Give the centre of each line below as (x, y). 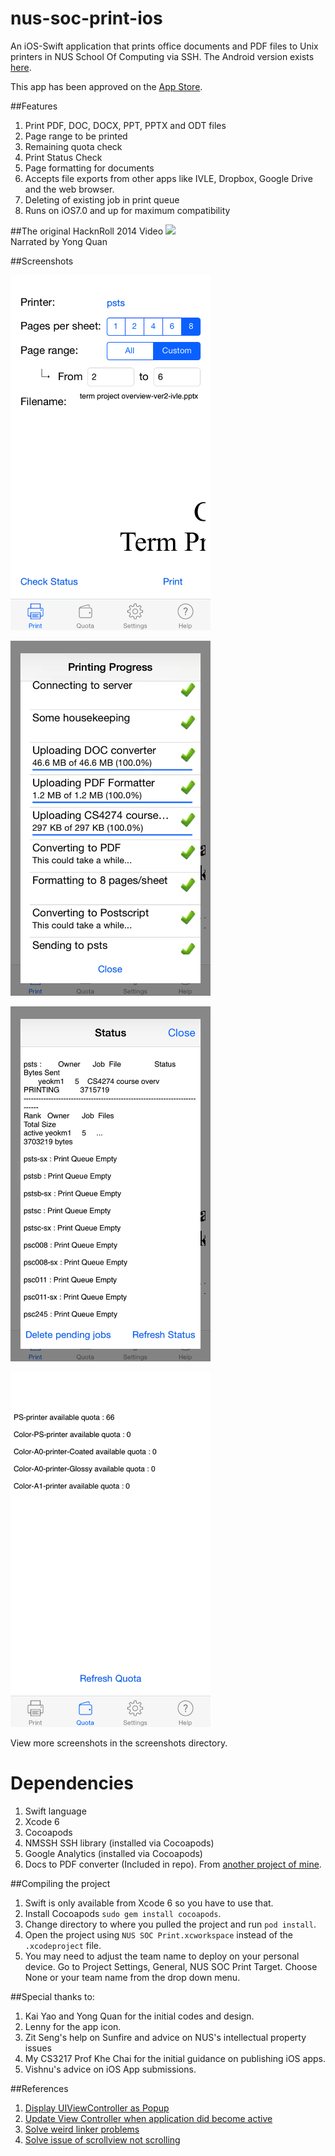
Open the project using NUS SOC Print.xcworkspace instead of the (158, 1934)
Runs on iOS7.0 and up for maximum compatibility (127, 210)
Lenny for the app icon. (73, 2026)
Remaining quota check (73, 146)
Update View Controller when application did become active (148, 2118)
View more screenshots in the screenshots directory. (119, 1743)
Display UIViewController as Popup (97, 2108)
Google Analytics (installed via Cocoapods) (113, 1853)
